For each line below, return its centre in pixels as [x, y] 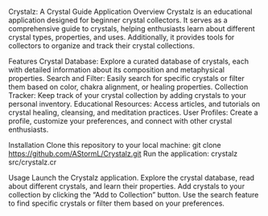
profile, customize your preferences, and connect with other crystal [120, 121]
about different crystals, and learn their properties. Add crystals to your [127, 186]
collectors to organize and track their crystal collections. [102, 46]
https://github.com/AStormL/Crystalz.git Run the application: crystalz [123, 153]
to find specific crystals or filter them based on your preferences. [117, 203]
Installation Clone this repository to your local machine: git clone [115, 145]
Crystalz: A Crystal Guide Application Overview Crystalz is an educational [130, 12]
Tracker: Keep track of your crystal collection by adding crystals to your [128, 95]
